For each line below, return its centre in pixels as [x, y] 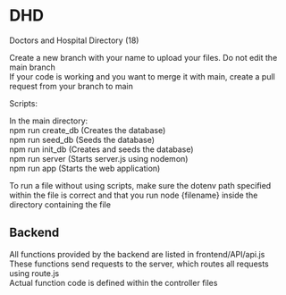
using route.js [34, 273]
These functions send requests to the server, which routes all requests [139, 264]
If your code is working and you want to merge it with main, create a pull [142, 76]
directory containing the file [60, 204]
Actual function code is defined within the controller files [114, 282]
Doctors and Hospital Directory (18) [74, 40]
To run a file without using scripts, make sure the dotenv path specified [140, 185]
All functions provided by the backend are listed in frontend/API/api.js [137, 254]
